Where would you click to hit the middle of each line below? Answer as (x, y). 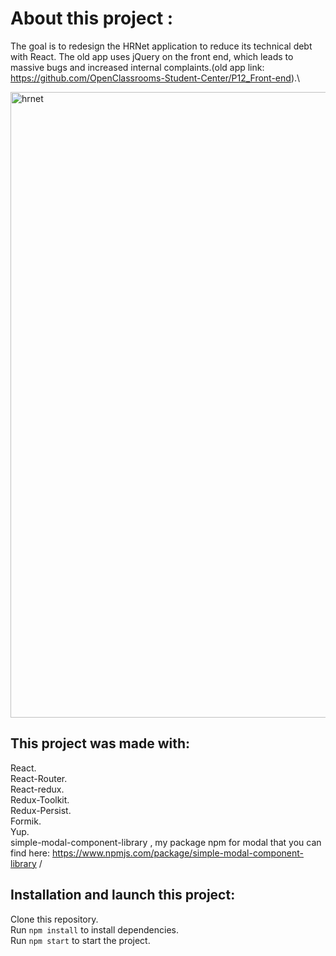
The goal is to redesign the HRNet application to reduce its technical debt (161, 46)
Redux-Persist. (41, 810)
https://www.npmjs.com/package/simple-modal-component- (177, 853)
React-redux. (37, 789)
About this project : (92, 18)
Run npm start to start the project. (80, 940)
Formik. (26, 821)
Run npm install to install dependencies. (94, 929)
